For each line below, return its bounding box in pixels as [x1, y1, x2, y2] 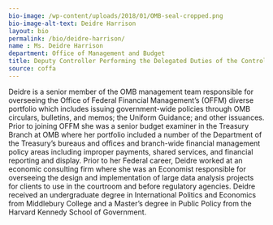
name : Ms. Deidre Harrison [8, 42, 104, 50]
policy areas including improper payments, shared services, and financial [8, 146, 253, 156]
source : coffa [8, 65, 57, 73]
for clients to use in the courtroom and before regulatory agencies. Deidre [8, 181, 256, 191]
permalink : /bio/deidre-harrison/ [8, 34, 126, 43]
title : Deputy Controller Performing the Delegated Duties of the [8, 57, 238, 66]
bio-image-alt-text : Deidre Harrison [8, 19, 136, 28]
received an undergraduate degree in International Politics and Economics [8, 189, 257, 199]
